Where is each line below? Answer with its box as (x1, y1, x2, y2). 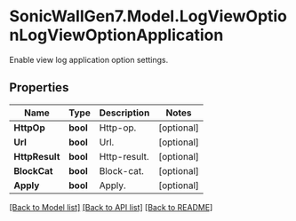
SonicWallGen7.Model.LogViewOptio (9, 6, 287, 27)
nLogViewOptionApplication (9, 25, 224, 45)
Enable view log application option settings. (9, 54, 169, 65)
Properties (9, 80, 69, 95)
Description (99, 107, 150, 119)
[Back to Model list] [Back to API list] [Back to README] (9, 201, 213, 212)
